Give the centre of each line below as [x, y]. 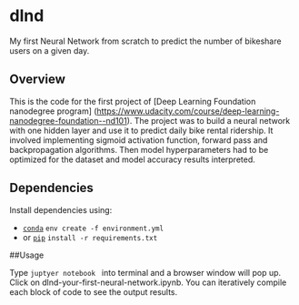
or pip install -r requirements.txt [90, 237]
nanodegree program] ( [53, 111]
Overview [38, 80]
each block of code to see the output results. [94, 291]
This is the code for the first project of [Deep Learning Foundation [133, 101]
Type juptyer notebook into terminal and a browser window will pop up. [145, 272]
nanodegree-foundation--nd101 [68, 120]
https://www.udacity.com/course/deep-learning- [188, 111]
